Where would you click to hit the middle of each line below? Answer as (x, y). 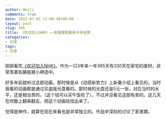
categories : (17, 38)
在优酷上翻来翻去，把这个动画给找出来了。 (48, 101)
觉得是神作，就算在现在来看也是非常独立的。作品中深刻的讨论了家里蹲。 (79, 111)
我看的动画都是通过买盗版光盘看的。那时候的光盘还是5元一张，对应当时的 (80, 88)
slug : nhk (15, 28)
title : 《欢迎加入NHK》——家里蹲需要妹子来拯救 (48, 33)
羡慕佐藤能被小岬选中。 (33, 72)
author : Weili (20, 10)
